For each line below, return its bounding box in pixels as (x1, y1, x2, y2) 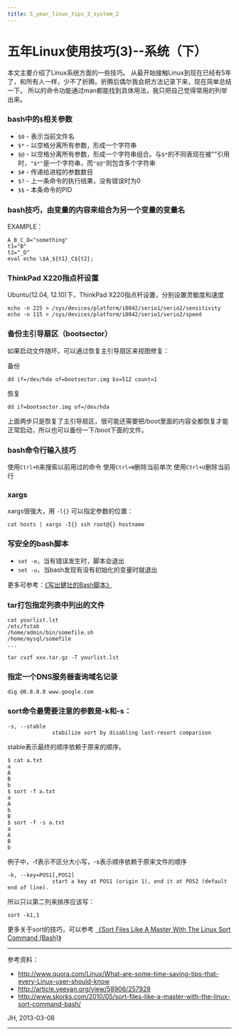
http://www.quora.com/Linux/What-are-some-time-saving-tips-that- (17, 969, 219, 978)
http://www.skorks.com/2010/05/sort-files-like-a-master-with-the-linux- (17, 992, 230, 1000)
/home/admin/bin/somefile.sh (7, 629, 94, 636)
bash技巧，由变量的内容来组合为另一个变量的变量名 (7, 204, 186, 214)
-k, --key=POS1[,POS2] (7, 872, 75, 879)
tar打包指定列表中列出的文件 (7, 600, 105, 609)
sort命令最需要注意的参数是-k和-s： (7, 706, 132, 716)
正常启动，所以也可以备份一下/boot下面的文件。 (7, 425, 148, 434)
